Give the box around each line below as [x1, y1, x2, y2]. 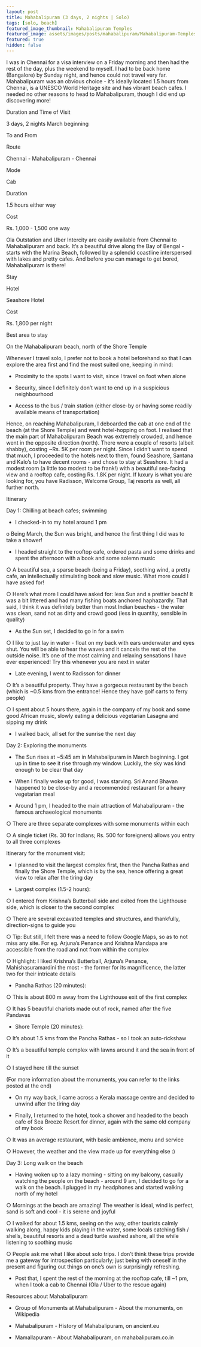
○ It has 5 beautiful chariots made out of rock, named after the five [6, 1005, 172, 1012]
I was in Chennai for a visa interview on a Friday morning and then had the [6, 58, 190, 66]
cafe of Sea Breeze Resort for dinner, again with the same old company [14, 1118, 191, 1125]
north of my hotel [14, 1190, 58, 1197]
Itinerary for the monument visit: [6, 849, 86, 857]
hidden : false [6, 43, 42, 49]
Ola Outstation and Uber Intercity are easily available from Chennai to [6, 236, 177, 243]
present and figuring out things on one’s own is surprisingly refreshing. [6, 1263, 181, 1270]
